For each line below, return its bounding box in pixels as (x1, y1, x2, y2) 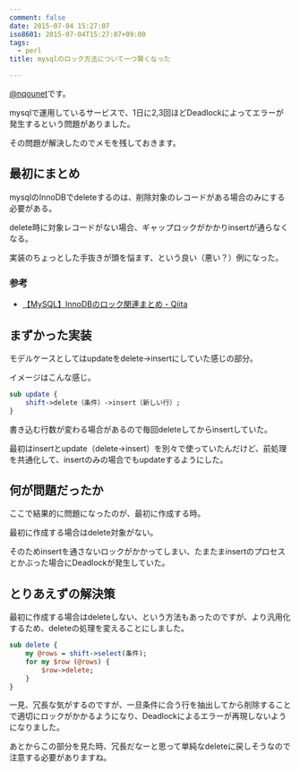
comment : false (9, 13, 66, 22)
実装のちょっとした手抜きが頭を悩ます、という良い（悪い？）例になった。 (9, 252, 284, 262)
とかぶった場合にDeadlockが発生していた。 (9, 557, 170, 569)
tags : (9, 38, 30, 47)
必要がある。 (9, 202, 56, 213)
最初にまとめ (9, 167, 81, 182)
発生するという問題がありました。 (9, 118, 135, 129)
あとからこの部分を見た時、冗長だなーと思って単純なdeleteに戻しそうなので (9, 741, 291, 752)
